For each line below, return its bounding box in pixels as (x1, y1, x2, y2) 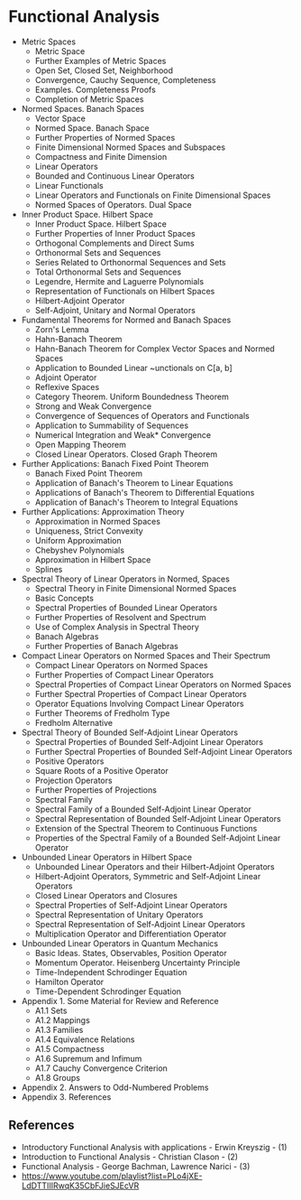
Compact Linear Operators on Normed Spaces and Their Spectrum (21, 650, 271, 661)
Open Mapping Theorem (34, 439, 127, 450)
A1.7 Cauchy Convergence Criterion (34, 1063, 169, 1074)
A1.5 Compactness (34, 1043, 105, 1054)
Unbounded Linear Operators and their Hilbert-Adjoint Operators (34, 860, 276, 872)
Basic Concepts (34, 592, 94, 603)
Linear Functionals (34, 180, 105, 191)
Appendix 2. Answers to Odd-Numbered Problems (21, 1082, 209, 1093)
